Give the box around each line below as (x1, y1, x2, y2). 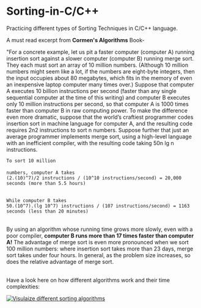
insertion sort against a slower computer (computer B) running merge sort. (6, 54, 194, 62)
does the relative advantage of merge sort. (6, 258, 114, 265)
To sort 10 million (6, 157, 56, 163)
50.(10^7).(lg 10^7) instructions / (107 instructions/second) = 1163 (6, 203, 190, 209)
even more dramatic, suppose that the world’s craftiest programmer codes (6, 113, 194, 121)
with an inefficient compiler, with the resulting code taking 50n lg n (6, 139, 174, 146)
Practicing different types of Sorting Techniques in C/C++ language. (6, 24, 178, 32)
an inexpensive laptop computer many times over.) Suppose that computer (6, 81, 194, 88)
